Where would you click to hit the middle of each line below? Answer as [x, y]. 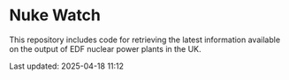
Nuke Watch [55, 15]
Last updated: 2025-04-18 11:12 [67, 66]
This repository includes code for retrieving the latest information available [145, 40]
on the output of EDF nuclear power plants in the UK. [105, 48]
